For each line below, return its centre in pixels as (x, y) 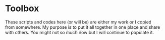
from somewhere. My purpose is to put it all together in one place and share (82, 27)
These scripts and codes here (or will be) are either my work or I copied (78, 22)
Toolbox (22, 9)
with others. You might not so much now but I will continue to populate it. (80, 32)
